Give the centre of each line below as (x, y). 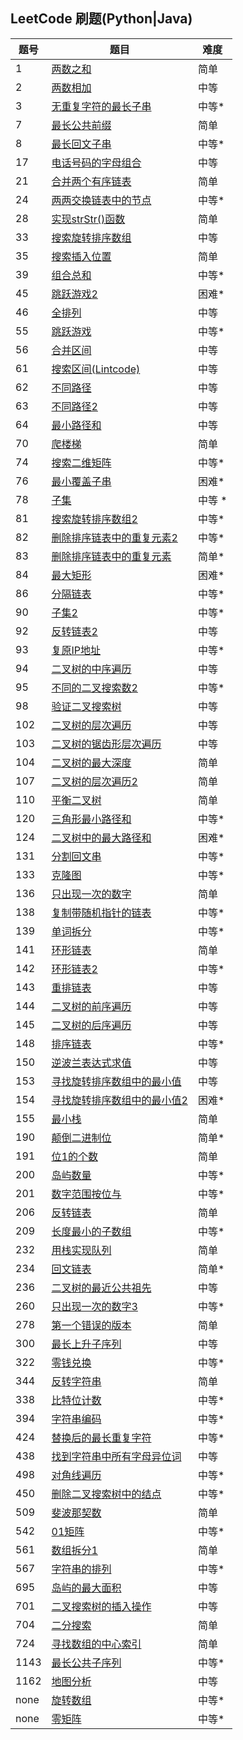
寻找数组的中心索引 (96, 1644)
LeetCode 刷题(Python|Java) (101, 19)
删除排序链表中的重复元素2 (114, 537)
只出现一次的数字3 (94, 1306)
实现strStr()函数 (88, 219)
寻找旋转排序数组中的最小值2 (119, 1100)
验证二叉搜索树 (86, 706)
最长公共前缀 (81, 125)
